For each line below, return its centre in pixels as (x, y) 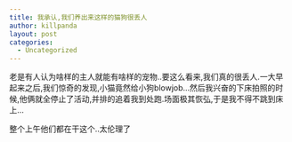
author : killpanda (43, 26)
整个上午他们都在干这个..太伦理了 (70, 129)
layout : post (33, 34)
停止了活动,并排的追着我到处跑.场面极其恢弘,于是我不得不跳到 (163, 99)
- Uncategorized (47, 51)
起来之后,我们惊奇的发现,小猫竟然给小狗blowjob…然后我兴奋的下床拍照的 (142, 88)
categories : (31, 42)
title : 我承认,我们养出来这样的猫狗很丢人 (78, 17)
